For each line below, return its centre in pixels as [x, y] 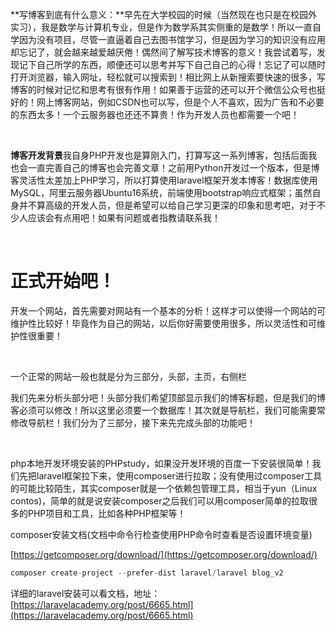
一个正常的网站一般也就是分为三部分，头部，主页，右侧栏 [128, 376]
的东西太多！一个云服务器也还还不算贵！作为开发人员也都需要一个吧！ [155, 114]
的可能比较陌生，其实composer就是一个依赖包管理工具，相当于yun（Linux [164, 488]
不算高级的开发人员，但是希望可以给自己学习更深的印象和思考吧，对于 [172, 205]
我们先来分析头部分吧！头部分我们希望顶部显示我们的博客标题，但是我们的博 [168, 397]
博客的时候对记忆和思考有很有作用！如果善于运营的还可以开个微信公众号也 [163, 89]
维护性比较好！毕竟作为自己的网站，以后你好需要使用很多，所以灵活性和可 [163, 323]
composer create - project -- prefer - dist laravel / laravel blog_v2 [147, 573]
